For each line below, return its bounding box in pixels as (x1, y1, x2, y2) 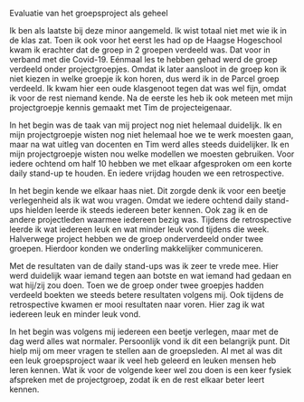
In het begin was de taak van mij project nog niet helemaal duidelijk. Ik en (9, 120, 282, 130)
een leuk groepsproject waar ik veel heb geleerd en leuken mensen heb (9, 355, 277, 366)
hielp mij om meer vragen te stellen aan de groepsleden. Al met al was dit (9, 346, 283, 356)
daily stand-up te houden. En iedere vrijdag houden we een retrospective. (9, 167, 285, 178)
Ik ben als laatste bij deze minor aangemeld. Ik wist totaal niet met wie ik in (9, 25, 288, 35)
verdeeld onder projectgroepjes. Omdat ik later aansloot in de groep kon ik (9, 63, 287, 74)
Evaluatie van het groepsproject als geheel (9, 8, 169, 18)
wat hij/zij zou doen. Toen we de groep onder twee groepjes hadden (9, 280, 264, 291)
